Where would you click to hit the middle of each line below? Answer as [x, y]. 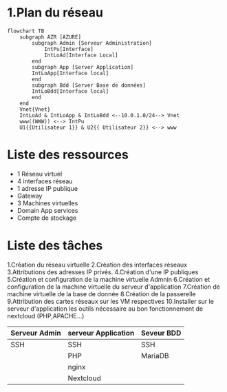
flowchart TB [26, 31]
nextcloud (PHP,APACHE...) [46, 316]
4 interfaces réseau [45, 181]
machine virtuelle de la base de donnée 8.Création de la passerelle [101, 293]
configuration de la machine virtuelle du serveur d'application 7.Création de [114, 287]
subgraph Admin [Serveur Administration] [92, 43]
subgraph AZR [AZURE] [50, 37]
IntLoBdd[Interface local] [71, 91]
